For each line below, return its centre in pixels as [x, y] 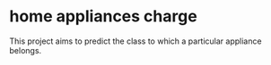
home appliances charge [103, 16]
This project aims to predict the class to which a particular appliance [135, 41]
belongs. [26, 50]
